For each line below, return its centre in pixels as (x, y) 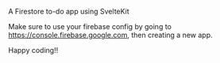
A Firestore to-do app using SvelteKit (69, 11)
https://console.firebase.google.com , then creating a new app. (110, 35)
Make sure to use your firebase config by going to (90, 26)
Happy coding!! (33, 50)
